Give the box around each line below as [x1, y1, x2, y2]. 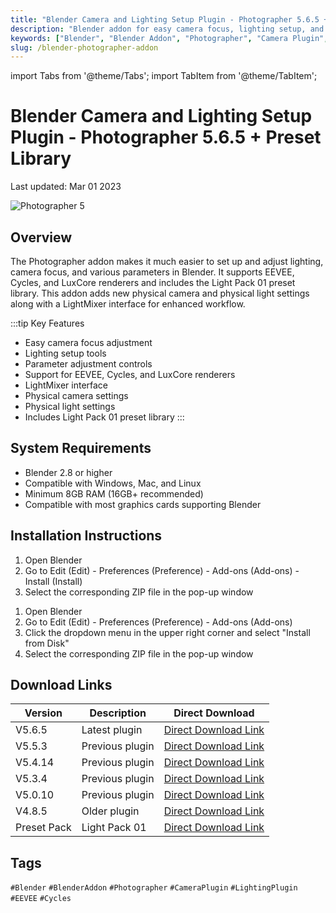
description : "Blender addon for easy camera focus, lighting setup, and [10, 24, 325, 34]
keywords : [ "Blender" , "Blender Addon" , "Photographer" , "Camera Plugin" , [10, 33, 329, 43]
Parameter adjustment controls [24, 358, 153, 370]
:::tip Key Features [10, 317, 85, 329]
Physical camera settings [24, 390, 129, 401]
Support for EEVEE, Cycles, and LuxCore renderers [24, 369, 236, 380]
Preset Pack [15, 821, 72, 835]
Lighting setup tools [24, 347, 107, 359]
